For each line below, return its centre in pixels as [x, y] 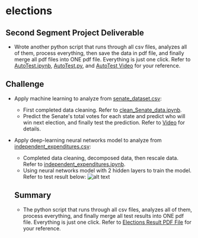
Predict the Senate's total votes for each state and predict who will [104, 116]
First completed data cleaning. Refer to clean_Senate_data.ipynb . [102, 110]
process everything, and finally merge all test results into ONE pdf [103, 216]
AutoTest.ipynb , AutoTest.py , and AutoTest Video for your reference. [97, 66]
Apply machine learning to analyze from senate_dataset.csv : [88, 98]
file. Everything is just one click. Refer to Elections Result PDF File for [107, 222]
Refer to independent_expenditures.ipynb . [74, 164]
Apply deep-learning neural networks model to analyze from [88, 140]
